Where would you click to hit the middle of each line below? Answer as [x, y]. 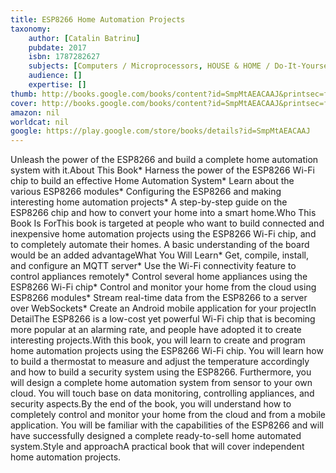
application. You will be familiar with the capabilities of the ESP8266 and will [167, 425]
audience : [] [55, 76]
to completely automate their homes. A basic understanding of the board [160, 245]
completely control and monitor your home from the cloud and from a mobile [168, 415]
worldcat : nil [40, 122]
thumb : [24, 94]
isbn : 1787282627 [64, 57]
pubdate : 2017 [57, 47]
